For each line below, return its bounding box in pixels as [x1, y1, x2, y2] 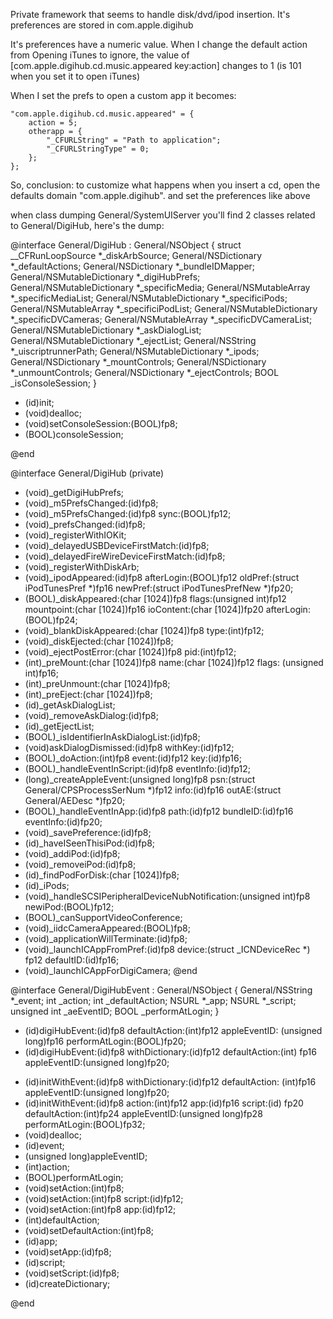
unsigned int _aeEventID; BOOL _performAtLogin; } [10, 1005, 220, 1017]
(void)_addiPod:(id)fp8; [24, 848, 121, 859]
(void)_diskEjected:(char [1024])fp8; [24, 635, 174, 647]
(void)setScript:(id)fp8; [24, 1267, 120, 1279]
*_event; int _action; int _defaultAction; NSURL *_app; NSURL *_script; [10, 995, 297, 1006]
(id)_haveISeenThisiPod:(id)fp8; [24, 837, 156, 849]
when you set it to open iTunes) [10, 70, 141, 82]
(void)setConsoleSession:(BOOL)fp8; [24, 418, 178, 429]
